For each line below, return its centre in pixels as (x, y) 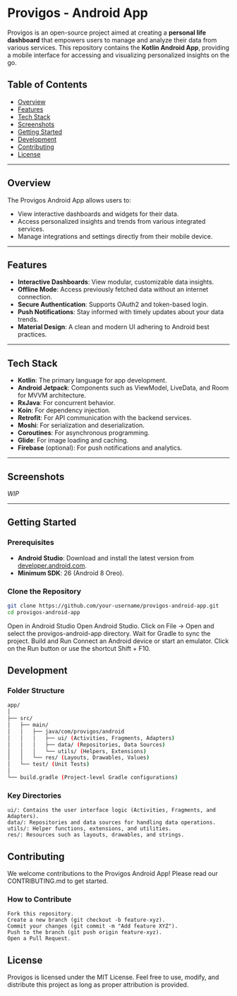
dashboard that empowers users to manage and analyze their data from (112, 40)
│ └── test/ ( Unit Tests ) (49, 764)
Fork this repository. (41, 914)
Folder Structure (36, 691)
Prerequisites (31, 543)
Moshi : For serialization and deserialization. (81, 426)
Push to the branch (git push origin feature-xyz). (85, 932)
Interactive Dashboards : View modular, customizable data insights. (116, 282)
